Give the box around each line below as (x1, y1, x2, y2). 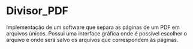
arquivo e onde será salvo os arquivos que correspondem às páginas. (6, 36, 179, 43)
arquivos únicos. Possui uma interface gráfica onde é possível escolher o (6, 30, 188, 37)
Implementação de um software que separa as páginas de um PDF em (6, 24, 180, 31)
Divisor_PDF (6, 4, 69, 18)
